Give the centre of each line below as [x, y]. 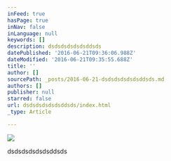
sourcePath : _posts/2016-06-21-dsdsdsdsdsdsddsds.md [86, 79]
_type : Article [29, 112]
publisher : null [31, 92]
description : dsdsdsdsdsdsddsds [54, 46]
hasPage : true [28, 20]
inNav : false [26, 27]
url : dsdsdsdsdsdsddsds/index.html [59, 105]
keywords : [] [26, 40]
